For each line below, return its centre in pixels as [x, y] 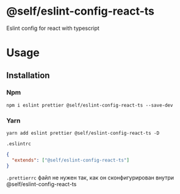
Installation [28, 75]
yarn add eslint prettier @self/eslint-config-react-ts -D [83, 133]
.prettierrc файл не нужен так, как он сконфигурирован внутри [90, 178]
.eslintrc [19, 144]
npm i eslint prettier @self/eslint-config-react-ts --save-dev [90, 105]
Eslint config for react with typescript [53, 28]
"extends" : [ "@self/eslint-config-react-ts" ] [71, 160]
